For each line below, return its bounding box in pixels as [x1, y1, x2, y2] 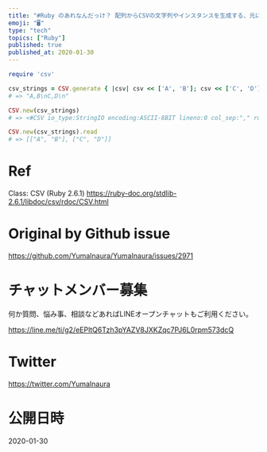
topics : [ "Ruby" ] [8, 33, 66, 42]
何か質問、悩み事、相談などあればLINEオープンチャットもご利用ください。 [8, 309, 253, 319]
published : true [8, 41, 62, 49]
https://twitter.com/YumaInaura [8, 379, 111, 388]
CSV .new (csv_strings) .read [8, 128, 98, 136]
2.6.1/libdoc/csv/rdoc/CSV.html [8, 197, 109, 207]
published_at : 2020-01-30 [8, 48, 94, 56]
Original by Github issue [8, 225, 171, 243]
